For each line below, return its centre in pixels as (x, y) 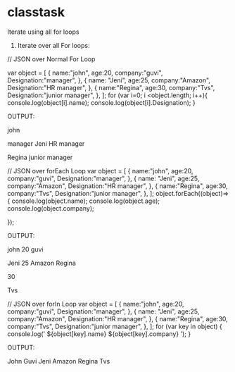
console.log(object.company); (51, 208)
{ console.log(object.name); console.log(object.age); (84, 201)
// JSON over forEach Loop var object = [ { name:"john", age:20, (100, 170)
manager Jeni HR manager (46, 143)
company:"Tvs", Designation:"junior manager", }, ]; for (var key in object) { (115, 326)
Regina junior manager (40, 157)
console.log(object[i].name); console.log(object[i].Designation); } (101, 102)
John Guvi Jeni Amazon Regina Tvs (59, 361)
